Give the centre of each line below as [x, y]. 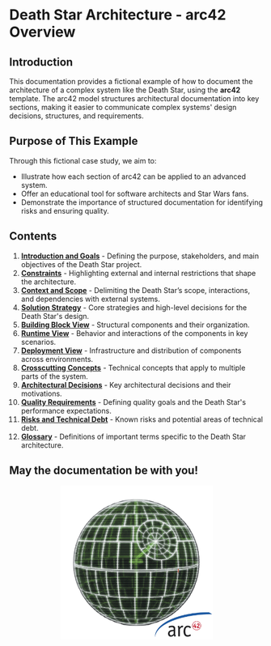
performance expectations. [66, 410]
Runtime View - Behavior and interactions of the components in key [134, 333]
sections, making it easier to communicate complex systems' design [123, 107]
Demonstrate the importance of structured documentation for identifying [142, 202]
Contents [33, 236]
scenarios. [38, 342]
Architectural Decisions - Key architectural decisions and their [126, 385]
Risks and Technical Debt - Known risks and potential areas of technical [142, 419]
